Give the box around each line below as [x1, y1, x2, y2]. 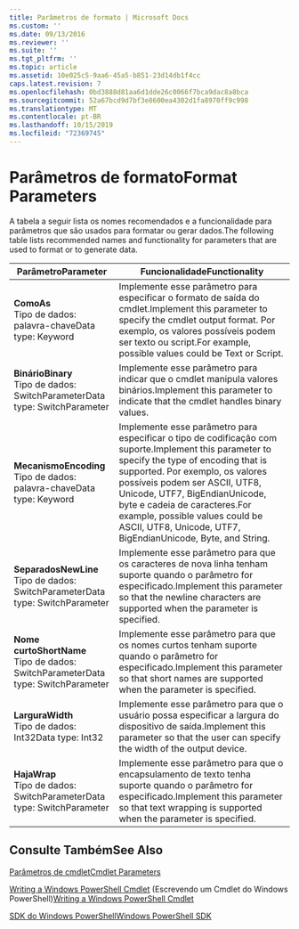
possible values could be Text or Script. [118, 346, 284, 359]
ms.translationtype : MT [9, 104, 98, 113]
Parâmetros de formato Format [9, 167, 238, 188]
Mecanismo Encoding [13, 460, 106, 472]
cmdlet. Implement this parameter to [118, 302, 269, 314]
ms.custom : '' [9, 21, 62, 30]
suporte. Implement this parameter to [118, 443, 271, 455]
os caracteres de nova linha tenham [118, 558, 269, 570]
